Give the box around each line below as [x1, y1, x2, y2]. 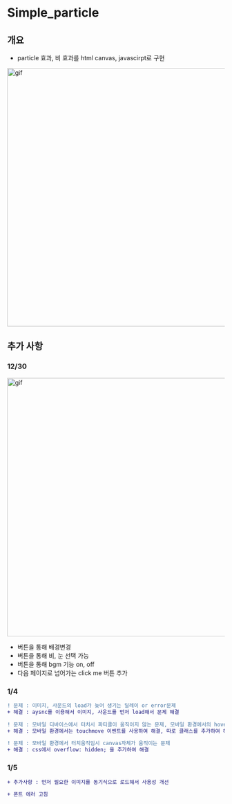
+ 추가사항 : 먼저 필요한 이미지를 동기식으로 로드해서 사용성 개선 [7, 778, 169, 785]
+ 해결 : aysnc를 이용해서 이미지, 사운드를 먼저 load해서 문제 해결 [7, 708, 180, 715]
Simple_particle [7, 5, 99, 21]
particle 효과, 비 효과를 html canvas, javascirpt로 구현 [17, 54, 165, 62]
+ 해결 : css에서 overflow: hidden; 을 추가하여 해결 [7, 747, 149, 753]
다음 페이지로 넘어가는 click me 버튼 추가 [17, 668, 128, 677]
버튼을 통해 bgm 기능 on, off [17, 660, 95, 668]
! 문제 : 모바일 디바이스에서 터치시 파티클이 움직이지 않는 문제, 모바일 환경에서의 [7, 721, 212, 728]
